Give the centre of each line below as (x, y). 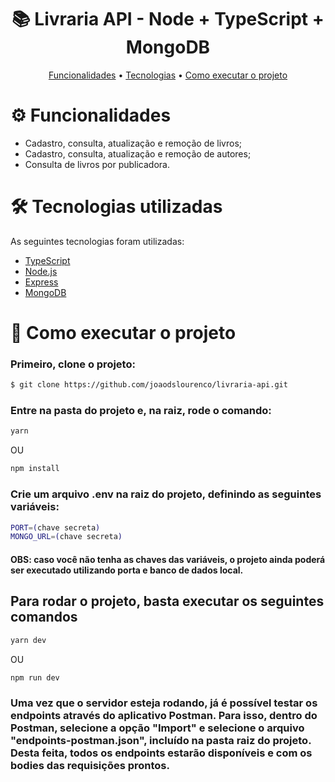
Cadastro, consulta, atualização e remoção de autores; (138, 153)
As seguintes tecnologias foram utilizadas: (97, 241)
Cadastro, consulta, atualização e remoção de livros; (133, 143)
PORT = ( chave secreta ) (55, 527)
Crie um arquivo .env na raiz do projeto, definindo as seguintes (166, 494)
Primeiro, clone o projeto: (73, 364)
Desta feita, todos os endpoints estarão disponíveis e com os (161, 753)
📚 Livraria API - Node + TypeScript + (168, 19)
